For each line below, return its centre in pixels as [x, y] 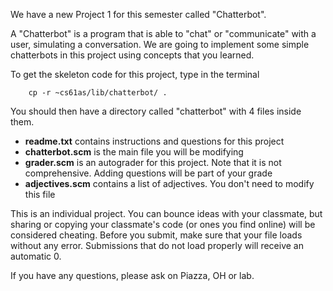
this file [40, 194]
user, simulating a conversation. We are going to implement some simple [160, 44]
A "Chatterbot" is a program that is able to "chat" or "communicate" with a [163, 33]
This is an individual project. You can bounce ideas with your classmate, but [166, 213]
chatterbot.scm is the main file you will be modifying [134, 152]
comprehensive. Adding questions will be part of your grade [148, 173]
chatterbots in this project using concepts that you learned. [132, 55]
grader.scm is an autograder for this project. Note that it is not [153, 162]
